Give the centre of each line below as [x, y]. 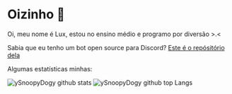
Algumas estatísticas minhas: [50, 69]
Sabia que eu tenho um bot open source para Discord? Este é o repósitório [116, 47]
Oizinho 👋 [36, 14]
